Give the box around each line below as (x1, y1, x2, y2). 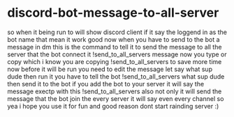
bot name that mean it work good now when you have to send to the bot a (7, 35, 220, 43)
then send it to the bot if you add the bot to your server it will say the (7, 79, 205, 88)
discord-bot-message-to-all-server (7, 5, 219, 21)
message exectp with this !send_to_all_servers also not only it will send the (7, 87, 222, 95)
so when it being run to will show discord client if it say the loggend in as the (7, 28, 227, 36)
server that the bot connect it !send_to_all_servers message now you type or (7, 50, 227, 58)
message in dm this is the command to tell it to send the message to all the (7, 42, 222, 51)
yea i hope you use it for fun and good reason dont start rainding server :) (7, 102, 219, 110)
